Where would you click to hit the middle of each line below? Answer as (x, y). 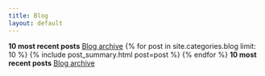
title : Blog (28, 16)
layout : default (35, 23)
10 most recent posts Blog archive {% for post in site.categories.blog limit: (132, 46)
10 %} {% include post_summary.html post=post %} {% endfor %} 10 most (132, 54)
